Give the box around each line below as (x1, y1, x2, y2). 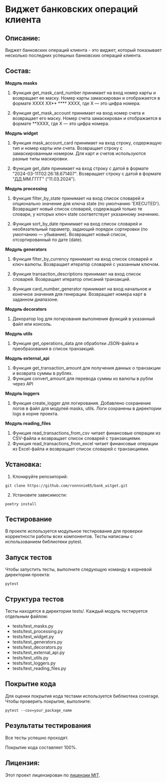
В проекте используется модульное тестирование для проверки (5, 528, 143, 534)
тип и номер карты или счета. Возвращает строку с (12, 145, 123, 151)
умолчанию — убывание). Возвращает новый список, (12, 231, 127, 237)
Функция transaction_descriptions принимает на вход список (12, 270, 141, 277)
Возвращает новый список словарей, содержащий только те (12, 206, 143, 212)
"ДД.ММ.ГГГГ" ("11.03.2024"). (12, 176, 76, 182)
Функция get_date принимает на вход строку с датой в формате (12, 165, 149, 171)
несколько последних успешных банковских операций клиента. (5, 52, 142, 58)
